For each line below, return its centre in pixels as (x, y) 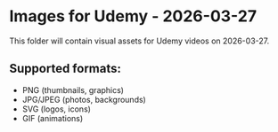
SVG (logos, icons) (57, 109)
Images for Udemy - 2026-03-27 (133, 16)
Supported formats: (65, 69)
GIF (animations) (53, 118)
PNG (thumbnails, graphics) (73, 89)
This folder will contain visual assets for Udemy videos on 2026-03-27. (139, 41)
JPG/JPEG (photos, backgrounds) (84, 99)
